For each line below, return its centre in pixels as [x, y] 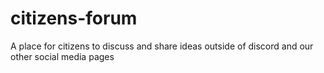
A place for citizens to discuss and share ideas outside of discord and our [162, 46]
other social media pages [62, 56]
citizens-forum [74, 18]
